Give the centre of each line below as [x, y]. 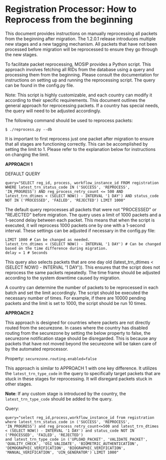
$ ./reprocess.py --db [29, 129]
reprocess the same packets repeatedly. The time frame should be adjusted [83, 272]
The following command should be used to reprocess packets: [69, 120]
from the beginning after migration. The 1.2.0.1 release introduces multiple [81, 39]
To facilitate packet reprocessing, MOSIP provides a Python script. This [78, 64]
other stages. [19, 384]
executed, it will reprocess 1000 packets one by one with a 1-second [75, 225]
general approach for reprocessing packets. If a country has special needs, [82, 105]
